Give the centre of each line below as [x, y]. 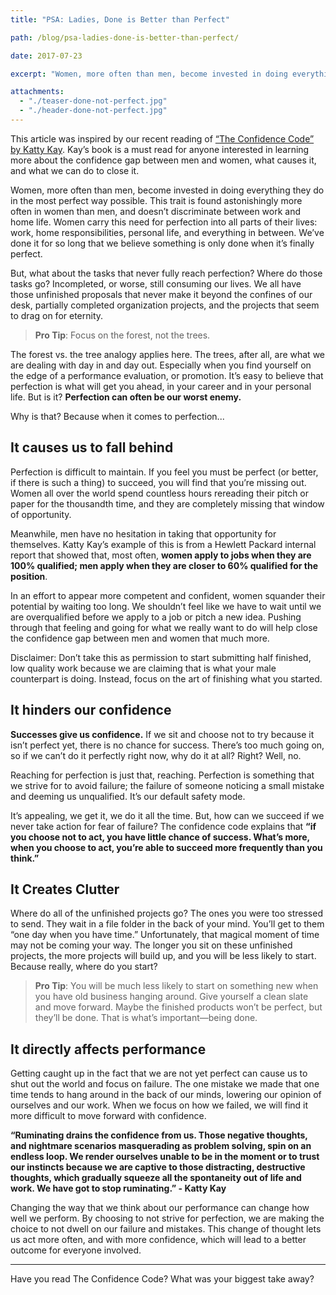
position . [29, 576]
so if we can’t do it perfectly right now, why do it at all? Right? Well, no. [156, 755]
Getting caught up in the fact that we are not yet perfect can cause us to [159, 1073]
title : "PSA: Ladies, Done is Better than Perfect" [120, 19]
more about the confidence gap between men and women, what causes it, [163, 160]
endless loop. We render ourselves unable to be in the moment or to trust [165, 1157]
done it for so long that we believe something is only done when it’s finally [162, 243]
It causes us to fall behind [92, 447]
